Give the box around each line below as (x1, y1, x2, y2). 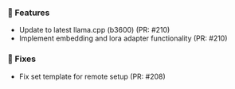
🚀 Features (7, 7, 50, 18)
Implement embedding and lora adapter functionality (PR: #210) (18, 33, 228, 43)
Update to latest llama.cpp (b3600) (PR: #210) (18, 25, 170, 35)
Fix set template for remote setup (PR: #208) (18, 72, 166, 81)
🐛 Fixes (7, 53, 37, 64)
